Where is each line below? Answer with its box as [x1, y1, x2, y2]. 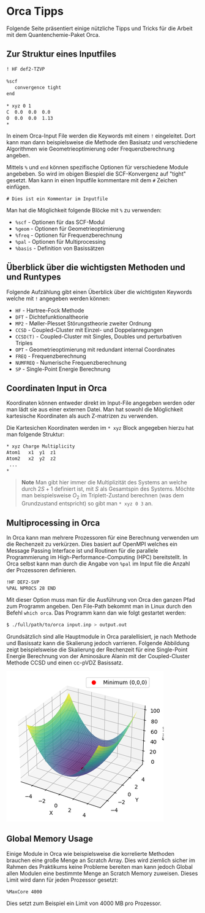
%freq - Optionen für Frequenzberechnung [15, 231, 122, 239]
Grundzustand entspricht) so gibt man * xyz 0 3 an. [21, 500, 153, 507]
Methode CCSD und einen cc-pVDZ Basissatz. [6, 659, 124, 666]
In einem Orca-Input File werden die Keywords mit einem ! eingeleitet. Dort [6, 132, 196, 139]
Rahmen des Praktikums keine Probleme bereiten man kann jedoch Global [6, 863, 193, 870]
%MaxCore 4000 [6, 888, 43, 895]
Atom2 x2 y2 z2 [6, 456, 56, 462]
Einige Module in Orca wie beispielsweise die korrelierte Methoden [6, 850, 174, 857]
